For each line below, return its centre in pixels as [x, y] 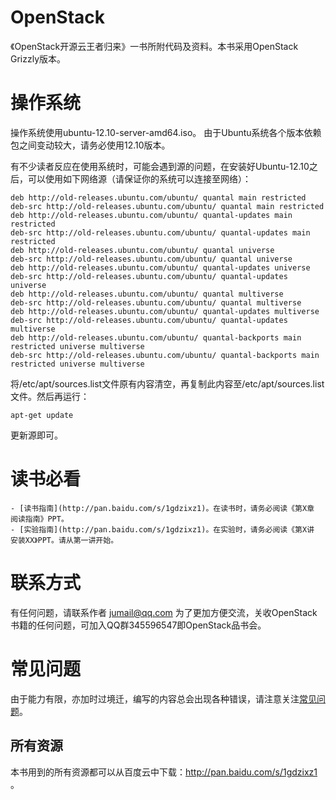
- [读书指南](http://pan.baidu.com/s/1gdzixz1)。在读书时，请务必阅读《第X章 [162, 508]
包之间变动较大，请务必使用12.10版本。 [90, 145]
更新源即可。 [36, 435]
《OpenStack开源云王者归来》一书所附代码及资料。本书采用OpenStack [154, 46]
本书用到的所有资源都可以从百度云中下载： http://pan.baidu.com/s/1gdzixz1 [164, 772]
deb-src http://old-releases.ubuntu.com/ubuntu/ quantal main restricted [167, 206]
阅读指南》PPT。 [39, 519]
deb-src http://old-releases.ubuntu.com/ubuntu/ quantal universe [151, 259]
